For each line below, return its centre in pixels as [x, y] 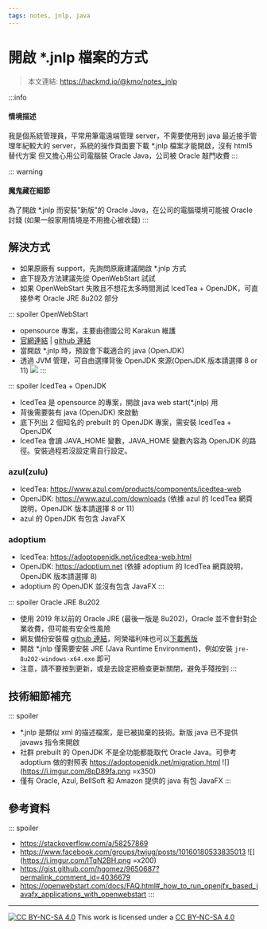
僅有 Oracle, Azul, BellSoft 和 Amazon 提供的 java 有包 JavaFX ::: [126, 781]
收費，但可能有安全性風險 [69, 629]
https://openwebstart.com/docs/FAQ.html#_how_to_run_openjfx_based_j [139, 886]
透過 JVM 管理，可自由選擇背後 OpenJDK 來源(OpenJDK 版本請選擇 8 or [139, 360]
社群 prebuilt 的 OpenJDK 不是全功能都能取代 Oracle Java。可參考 [128, 752]
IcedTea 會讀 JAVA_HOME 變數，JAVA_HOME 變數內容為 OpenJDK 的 [134, 440]
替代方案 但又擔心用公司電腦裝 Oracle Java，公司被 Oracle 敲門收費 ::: [123, 155]
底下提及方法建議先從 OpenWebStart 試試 [88, 278]
